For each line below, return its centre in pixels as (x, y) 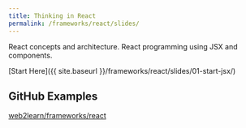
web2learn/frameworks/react (58, 116)
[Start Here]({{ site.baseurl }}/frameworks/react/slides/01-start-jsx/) (122, 70)
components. (30, 55)
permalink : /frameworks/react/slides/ (74, 23)
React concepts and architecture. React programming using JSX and (123, 46)
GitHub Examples (53, 96)
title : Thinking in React (52, 16)
